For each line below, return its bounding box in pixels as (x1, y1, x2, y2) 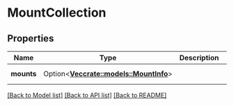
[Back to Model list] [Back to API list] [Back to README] (7, 91, 167, 99)
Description (179, 53, 219, 62)
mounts (10, 69, 37, 78)
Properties (7, 33, 54, 44)
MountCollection (7, 5, 107, 21)
